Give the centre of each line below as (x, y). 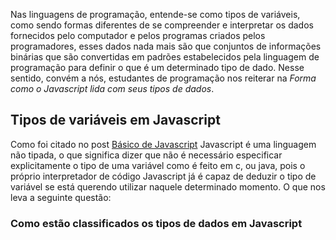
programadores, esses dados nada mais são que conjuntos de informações (166, 46)
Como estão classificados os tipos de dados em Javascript (156, 223)
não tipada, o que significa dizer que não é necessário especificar (146, 155)
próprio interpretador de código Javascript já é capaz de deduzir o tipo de (163, 176)
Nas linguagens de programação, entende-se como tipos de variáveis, (155, 14)
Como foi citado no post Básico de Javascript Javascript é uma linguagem (163, 144)
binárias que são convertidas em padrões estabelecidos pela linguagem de (165, 57)
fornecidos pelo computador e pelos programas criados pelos (138, 35)
